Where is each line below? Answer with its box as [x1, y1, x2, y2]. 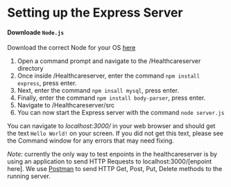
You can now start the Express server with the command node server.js [17, 109, 225, 117]
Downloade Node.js [7, 28, 65, 36]
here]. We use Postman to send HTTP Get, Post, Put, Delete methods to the [7, 165, 223, 173]
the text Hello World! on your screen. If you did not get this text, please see [7, 130, 224, 138]
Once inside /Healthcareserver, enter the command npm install [17, 71, 200, 80]
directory [17, 64, 44, 73]
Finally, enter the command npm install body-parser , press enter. [17, 93, 206, 102]
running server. [7, 172, 51, 181]
